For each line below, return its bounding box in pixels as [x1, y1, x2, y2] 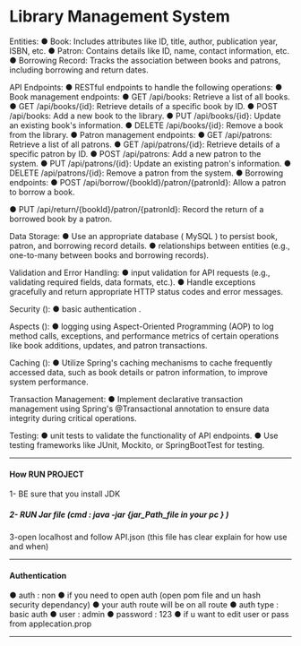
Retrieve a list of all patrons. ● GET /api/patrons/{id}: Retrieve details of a [9, 139, 280, 150]
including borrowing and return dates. [9, 65, 150, 75]
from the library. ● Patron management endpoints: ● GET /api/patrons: [9, 129, 273, 140]
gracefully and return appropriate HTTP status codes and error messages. [9, 286, 284, 297]
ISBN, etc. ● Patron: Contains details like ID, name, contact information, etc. [9, 45, 289, 56]
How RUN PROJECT [9, 469, 84, 479]
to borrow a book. [9, 186, 75, 197]
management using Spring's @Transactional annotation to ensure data [9, 403, 270, 414]
